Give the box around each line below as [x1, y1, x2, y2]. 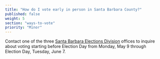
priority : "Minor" [5, 25, 42, 30]
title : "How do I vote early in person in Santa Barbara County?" [5, 7, 142, 12]
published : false [5, 12, 40, 16]
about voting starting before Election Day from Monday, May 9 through [5, 44, 146, 49]
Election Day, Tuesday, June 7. [5, 49, 66, 55]
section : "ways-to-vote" [5, 20, 55, 26]
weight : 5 [5, 16, 25, 21]
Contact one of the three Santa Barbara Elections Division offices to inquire [5, 38, 155, 44]
